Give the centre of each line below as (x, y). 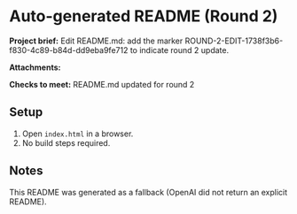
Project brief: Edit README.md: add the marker (96, 41)
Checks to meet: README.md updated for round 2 (102, 84)
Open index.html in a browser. (78, 134)
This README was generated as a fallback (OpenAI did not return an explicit (148, 192)
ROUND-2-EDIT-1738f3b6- (234, 41)
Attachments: (35, 67)
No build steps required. (66, 142)
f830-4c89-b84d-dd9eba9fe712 (69, 50)
